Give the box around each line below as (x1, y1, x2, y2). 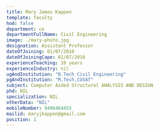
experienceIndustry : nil (6, 65, 69, 72)
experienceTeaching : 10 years (6, 60, 83, 66)
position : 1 (6, 116, 36, 122)
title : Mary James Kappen (6, 9, 72, 15)
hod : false (6, 20, 34, 26)
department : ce (6, 26, 45, 32)
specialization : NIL (6, 94, 59, 100)
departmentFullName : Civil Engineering (6, 32, 107, 38)
